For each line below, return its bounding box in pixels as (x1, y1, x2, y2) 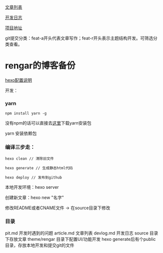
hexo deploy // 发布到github (5, 175, 62, 180)
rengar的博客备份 (5, 60, 76, 72)
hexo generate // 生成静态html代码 (5, 165, 73, 170)
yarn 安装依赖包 (5, 130, 37, 136)
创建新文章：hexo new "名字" (5, 194, 64, 200)
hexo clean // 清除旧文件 (5, 156, 54, 161)
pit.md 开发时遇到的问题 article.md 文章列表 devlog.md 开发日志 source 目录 (5, 230, 159, 236)
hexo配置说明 (5, 77, 32, 83)
